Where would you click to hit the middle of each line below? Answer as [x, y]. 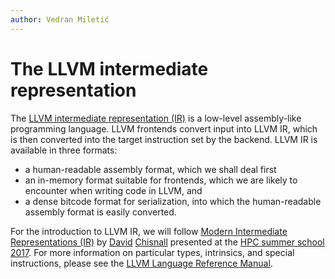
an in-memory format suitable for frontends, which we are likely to [161, 180]
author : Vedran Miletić [60, 19]
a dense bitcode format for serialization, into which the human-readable [173, 201]
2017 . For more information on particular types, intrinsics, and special [152, 252]
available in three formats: [64, 150]
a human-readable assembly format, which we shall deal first [150, 169]
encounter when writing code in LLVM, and [113, 190]
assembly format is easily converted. [100, 212]
